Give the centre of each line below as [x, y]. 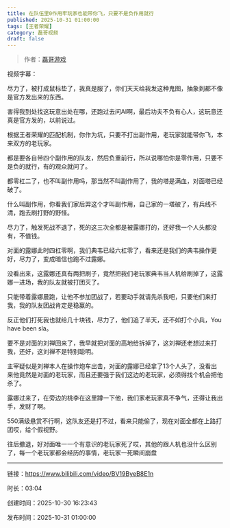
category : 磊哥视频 [33, 33]
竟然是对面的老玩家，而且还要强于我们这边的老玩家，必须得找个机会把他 [121, 375]
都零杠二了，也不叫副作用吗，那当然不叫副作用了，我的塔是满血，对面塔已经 [115, 181]
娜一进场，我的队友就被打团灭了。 [55, 283]
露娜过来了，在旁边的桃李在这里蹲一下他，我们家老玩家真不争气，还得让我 [112, 398]
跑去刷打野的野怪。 [46, 213]
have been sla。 [30, 328]
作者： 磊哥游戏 [45, 60]
